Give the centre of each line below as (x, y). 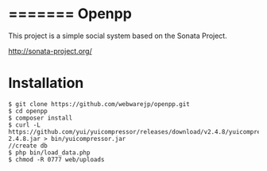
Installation (46, 83)
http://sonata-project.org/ (50, 51)
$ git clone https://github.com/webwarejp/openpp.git (99, 104)
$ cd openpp (28, 111)
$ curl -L (25, 125)
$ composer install (41, 118)
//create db (28, 146)
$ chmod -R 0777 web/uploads (56, 159)
